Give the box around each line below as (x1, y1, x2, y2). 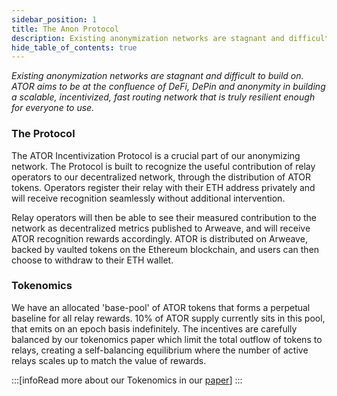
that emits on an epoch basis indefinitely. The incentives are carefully (11, 322, 298, 335)
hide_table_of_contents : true (11, 42, 138, 53)
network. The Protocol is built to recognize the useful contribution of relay (11, 160, 316, 172)
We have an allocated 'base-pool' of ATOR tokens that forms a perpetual (11, 301, 311, 313)
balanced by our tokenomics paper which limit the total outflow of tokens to (11, 333, 323, 345)
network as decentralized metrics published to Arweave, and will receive (11, 222, 311, 234)
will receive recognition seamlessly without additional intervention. (11, 192, 286, 204)
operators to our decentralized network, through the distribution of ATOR (11, 171, 311, 183)
